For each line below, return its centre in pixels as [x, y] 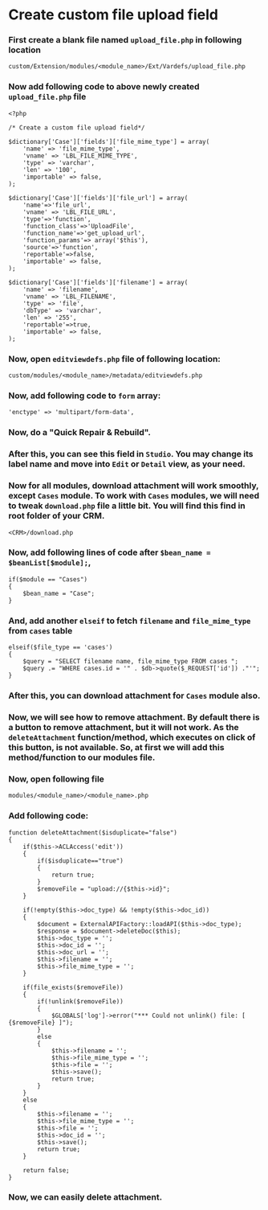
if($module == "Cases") [48, 579]
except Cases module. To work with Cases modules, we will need [134, 496]
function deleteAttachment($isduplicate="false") [93, 833]
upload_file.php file [47, 96]
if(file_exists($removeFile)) [73, 987]
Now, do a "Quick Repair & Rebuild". [79, 433]
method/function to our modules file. [82, 757]
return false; [46, 1170]
